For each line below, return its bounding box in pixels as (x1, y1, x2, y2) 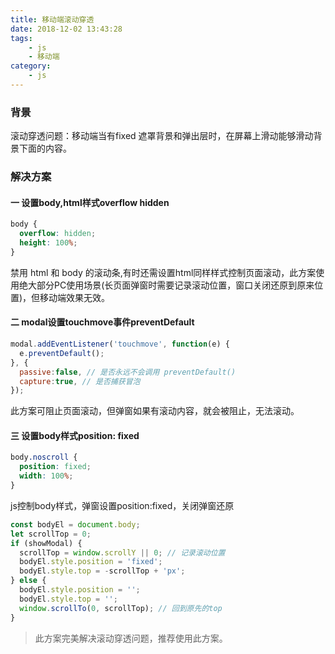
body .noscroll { (10, 452, 78, 463)
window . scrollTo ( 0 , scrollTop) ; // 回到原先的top (19, 603, 223, 613)
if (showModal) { (10, 538, 83, 548)
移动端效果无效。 (39, 291, 111, 303)
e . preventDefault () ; (19, 348, 105, 358)
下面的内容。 (18, 142, 72, 155)
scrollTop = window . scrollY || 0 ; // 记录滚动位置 (19, 547, 226, 558)
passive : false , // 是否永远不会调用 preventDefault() (19, 367, 237, 377)
